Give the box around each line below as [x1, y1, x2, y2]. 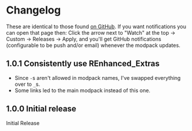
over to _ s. [14, 80, 41, 88]
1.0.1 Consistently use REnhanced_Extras [6, 59, 160, 69]
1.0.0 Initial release [6, 104, 76, 114]
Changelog [6, 4, 61, 17]
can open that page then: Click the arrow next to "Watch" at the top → [6, 29, 176, 36]
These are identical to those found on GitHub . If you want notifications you [6, 23, 187, 30]
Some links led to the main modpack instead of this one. [14, 86, 151, 94]
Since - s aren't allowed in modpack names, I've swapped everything [14, 74, 181, 81]
